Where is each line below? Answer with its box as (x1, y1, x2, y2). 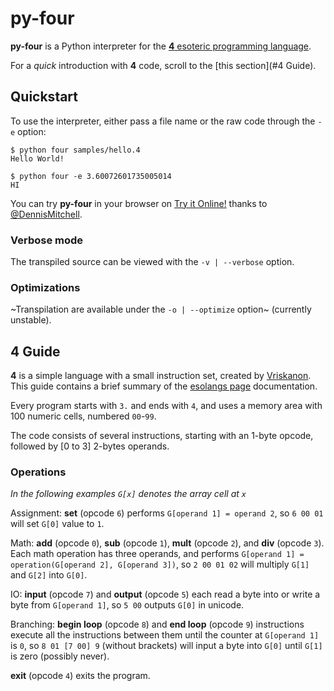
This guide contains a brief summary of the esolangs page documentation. (10, 380, 318, 392)
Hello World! (10, 153, 65, 164)
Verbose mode (10, 233, 84, 247)
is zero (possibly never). (10, 650, 110, 662)
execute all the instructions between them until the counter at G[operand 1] (10, 629, 320, 641)
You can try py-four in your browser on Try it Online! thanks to (10, 197, 268, 209)
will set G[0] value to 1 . (10, 518, 105, 530)
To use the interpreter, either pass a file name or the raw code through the (10, 115, 316, 127)
